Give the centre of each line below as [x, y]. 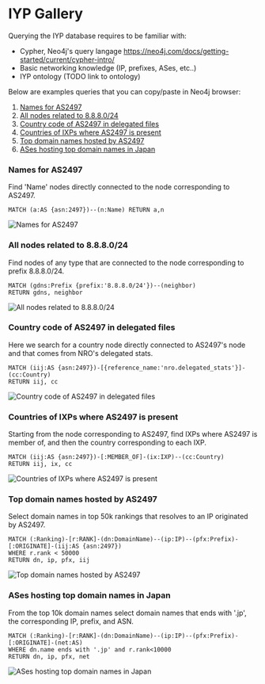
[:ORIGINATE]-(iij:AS [44, 546]
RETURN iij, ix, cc [40, 464]
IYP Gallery [45, 14]
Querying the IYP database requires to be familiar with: [98, 36]
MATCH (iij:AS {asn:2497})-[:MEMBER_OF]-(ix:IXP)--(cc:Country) [116, 457]
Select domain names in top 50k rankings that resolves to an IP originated [128, 517]
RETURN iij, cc [33, 381]
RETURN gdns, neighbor [45, 292]
